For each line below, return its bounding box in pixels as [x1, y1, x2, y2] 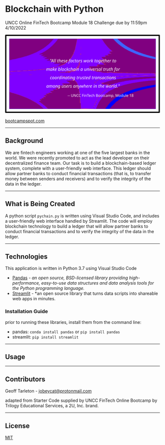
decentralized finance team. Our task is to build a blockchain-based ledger [5, 160, 156, 166]
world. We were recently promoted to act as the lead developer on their [5, 155, 150, 160]
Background [5, 136, 43, 145]
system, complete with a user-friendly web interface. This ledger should [5, 165, 151, 171]
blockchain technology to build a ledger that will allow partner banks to [5, 223, 148, 229]
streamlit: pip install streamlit [12, 334, 79, 340]
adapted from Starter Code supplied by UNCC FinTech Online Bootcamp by [5, 397, 158, 403]
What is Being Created [5, 200, 75, 208]
